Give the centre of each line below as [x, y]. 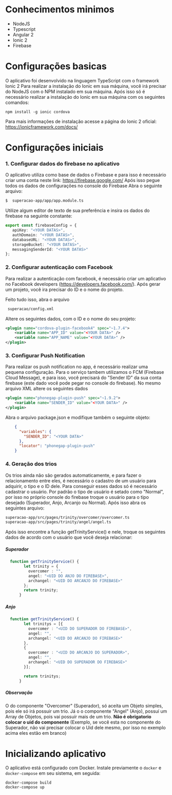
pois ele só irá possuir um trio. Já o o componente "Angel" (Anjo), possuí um [86, 711]
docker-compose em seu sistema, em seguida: [53, 773]
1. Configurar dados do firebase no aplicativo [62, 164]
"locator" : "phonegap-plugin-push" [57, 446]
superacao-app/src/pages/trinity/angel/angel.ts [58, 522]
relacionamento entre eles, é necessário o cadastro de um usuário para [81, 481]
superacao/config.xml [31, 309]
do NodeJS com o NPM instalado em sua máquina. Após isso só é [75, 92]
